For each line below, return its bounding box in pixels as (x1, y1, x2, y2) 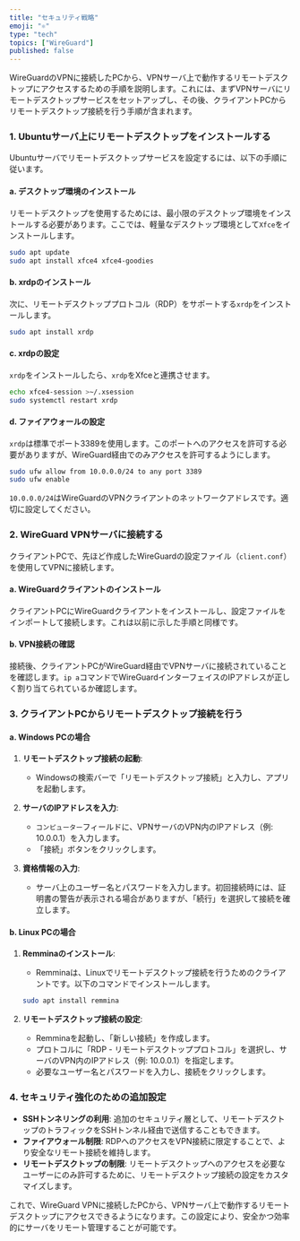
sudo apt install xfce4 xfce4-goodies (9, 256, 154, 265)
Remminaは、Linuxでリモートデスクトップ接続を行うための (35, 968, 255, 978)
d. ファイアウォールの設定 (9, 416, 106, 427)
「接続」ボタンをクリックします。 (35, 844, 161, 855)
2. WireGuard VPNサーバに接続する (9, 528, 164, 541)
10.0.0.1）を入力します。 (35, 833, 125, 844)
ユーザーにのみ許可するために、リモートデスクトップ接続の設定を (21, 1169, 266, 1180)
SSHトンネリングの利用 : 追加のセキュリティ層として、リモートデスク (21, 1113, 278, 1124)
